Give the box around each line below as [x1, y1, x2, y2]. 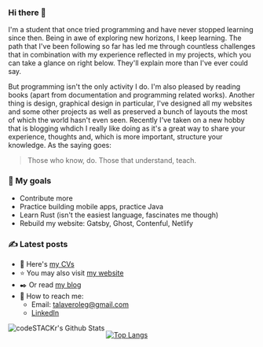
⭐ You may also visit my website [19, 268, 124, 278]
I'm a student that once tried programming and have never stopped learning [8, 25, 254, 35]
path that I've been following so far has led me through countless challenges [8, 42, 256, 51]
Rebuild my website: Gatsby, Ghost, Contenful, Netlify [19, 218, 194, 227]
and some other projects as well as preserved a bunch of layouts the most [8, 107, 248, 116]
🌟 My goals [8, 175, 52, 186]
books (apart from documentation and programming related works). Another [8, 90, 255, 100]
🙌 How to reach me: [19, 291, 84, 301]
